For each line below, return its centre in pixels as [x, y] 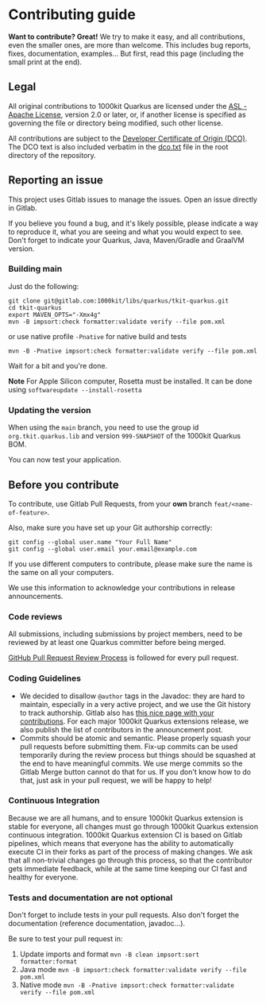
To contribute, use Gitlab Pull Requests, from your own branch [110, 504]
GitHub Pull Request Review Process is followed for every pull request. [123, 658]
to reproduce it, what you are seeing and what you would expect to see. [126, 231]
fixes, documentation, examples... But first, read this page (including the [126, 53]
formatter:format [48, 962]
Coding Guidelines [45, 678]
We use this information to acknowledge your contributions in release [122, 587]
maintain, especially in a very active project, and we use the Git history [135, 704]
